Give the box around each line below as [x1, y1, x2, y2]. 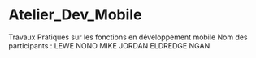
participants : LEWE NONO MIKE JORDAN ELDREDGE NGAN [8, 40, 210, 50]
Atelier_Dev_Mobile [8, 6, 142, 24]
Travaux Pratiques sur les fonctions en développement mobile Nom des [8, 32, 248, 42]
